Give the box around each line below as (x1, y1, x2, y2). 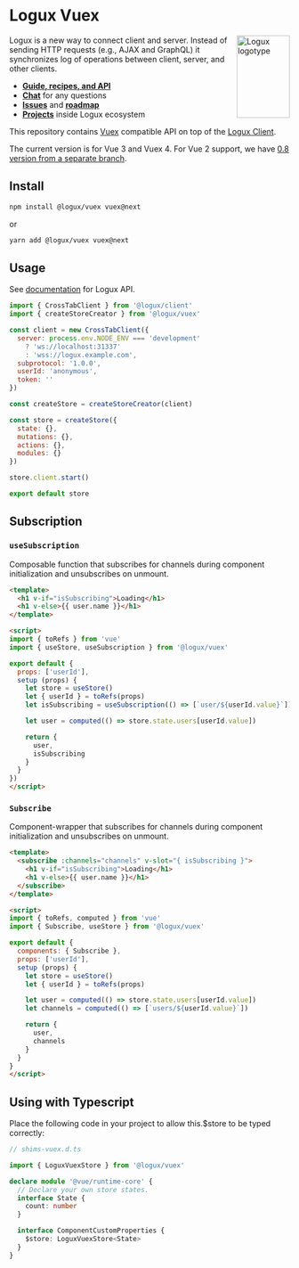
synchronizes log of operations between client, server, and (9, 53, 225, 64)
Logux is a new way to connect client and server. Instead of (9, 35, 228, 45)
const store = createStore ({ (9, 415, 117, 424)
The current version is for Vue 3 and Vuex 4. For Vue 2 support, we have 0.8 (9, 143, 289, 154)
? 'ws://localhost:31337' (25, 342, 122, 351)
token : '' (17, 375, 53, 384)
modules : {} (17, 449, 62, 458)
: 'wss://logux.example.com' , (25, 350, 138, 359)
